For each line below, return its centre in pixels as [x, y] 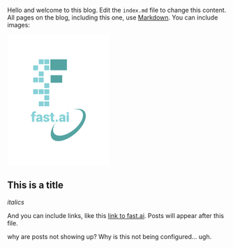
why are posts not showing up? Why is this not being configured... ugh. [110, 236]
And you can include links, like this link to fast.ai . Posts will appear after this [116, 215]
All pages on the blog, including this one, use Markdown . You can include [113, 17]
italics [16, 202]
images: [18, 25]
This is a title [36, 185]
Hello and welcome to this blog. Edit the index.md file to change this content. [117, 10]
